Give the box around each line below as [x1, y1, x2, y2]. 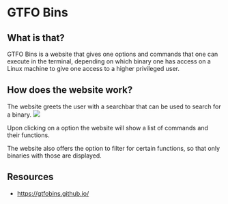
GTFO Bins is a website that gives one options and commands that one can [7, 50, 218, 58]
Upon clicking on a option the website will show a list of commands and [7, 123, 208, 132]
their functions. [7, 131, 50, 139]
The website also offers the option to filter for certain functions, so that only [7, 144, 220, 152]
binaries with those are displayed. [7, 151, 102, 160]
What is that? [7, 32, 65, 44]
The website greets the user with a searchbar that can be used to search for [7, 102, 221, 111]
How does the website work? [7, 84, 133, 96]
